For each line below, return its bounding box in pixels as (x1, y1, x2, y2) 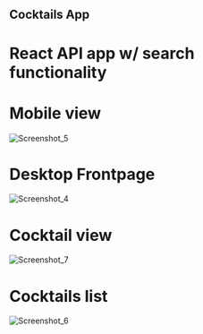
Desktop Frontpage (9, 164, 156, 184)
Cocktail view (9, 225, 113, 245)
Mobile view (9, 103, 101, 124)
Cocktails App (9, 7, 90, 22)
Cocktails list (9, 286, 108, 306)
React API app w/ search (9, 43, 195, 64)
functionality (9, 62, 107, 82)
